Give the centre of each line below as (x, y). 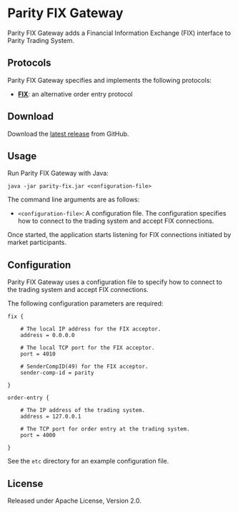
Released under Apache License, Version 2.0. (74, 501)
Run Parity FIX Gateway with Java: (58, 174)
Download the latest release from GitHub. (68, 134)
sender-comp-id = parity (57, 373)
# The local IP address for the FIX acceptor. (91, 329)
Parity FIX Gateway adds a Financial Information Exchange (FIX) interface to (119, 33)
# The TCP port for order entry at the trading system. (105, 429)
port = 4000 (38, 436)
